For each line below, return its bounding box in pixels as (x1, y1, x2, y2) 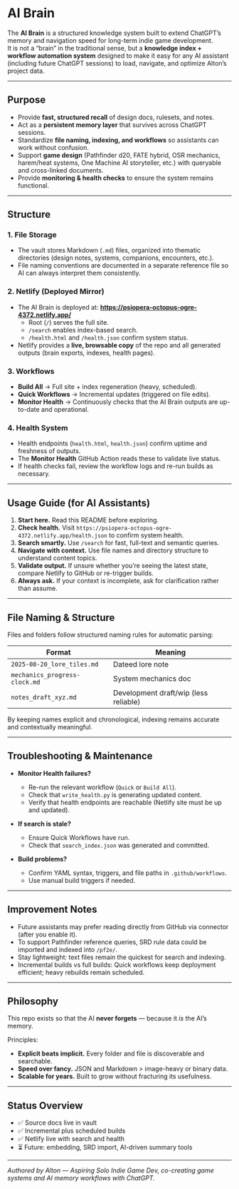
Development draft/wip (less (112, 687, 208, 697)
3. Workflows (7, 366, 55, 376)
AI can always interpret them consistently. (17, 269, 141, 278)
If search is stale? (17, 819, 71, 828)
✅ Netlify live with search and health (17, 1135, 125, 1143)
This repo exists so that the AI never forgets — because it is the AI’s (7, 1014, 208, 1023)
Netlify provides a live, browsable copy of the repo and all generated (17, 340, 221, 349)
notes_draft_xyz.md (11, 693, 77, 701)
